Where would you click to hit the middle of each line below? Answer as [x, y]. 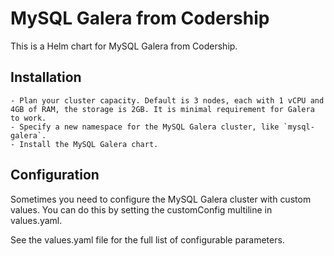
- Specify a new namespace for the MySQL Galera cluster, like [145, 127]
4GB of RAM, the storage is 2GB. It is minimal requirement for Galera [162, 109]
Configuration [55, 175]
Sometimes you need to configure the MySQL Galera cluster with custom [161, 199]
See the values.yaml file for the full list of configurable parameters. [147, 239]
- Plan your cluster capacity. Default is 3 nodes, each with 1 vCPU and [167, 100]
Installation [46, 77]
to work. [28, 118]
